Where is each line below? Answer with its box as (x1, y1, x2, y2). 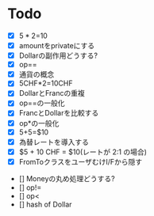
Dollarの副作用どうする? (18, 51, 98, 60)
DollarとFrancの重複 (18, 89, 85, 98)
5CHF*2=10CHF (18, 78, 73, 88)
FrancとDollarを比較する (18, 108, 99, 118)
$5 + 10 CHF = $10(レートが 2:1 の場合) (18, 147, 148, 157)
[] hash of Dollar (18, 199, 72, 209)
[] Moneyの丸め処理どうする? (18, 173, 116, 183)
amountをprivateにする (18, 41, 95, 50)
